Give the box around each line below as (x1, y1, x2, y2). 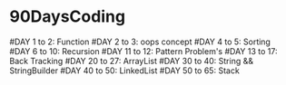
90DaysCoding (9, 6, 125, 27)
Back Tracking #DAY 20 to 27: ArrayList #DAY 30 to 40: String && (9, 55, 254, 66)
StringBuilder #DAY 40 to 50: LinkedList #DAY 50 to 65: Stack (9, 65, 241, 76)
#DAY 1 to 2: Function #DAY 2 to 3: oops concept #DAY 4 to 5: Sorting (9, 36, 271, 47)
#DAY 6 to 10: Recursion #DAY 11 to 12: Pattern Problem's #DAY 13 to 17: (9, 45, 278, 56)
